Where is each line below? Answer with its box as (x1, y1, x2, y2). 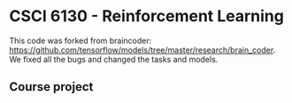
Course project (9, 79, 94, 94)
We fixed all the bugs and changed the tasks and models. (9, 54, 219, 64)
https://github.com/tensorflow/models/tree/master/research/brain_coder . (9, 44, 276, 55)
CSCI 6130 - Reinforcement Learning (9, 6, 285, 26)
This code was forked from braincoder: (9, 35, 152, 46)
